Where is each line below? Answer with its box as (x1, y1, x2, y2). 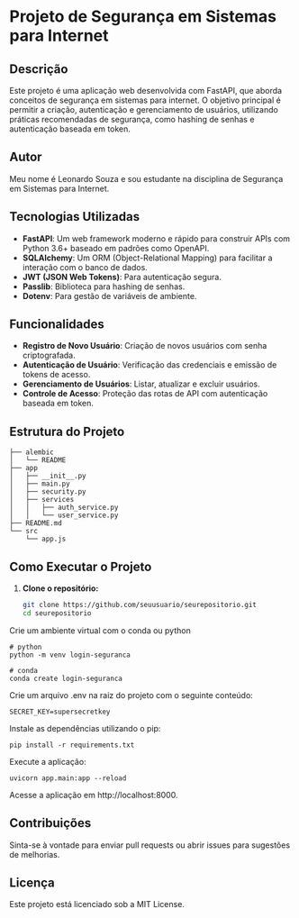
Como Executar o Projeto (9, 559, 152, 574)
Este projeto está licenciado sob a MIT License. (9, 899, 185, 910)
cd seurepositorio (22, 608, 92, 618)
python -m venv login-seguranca (9, 650, 131, 659)
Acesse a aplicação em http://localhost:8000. (9, 789, 178, 800)
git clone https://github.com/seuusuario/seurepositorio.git (22, 601, 258, 610)
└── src (9, 527, 39, 536)
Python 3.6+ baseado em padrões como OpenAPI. (22, 242, 210, 253)
